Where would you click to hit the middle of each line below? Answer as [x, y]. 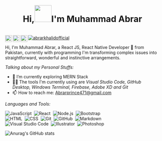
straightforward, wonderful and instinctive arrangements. [63, 58]
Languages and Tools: [28, 104]
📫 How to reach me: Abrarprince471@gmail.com [62, 93]
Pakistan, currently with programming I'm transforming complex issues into [81, 52]
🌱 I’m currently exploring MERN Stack [50, 76]
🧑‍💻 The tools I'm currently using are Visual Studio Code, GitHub [77, 82]
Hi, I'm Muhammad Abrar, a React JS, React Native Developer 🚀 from [75, 47]
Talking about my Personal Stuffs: [40, 67]
